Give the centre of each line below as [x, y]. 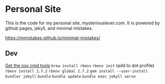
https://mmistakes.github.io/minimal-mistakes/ [53, 38]
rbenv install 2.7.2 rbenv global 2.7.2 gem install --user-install [77, 71]
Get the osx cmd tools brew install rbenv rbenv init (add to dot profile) [80, 65]
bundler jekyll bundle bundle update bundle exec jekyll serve [70, 76]
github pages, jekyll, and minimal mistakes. [49, 28]
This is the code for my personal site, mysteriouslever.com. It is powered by [82, 23]
